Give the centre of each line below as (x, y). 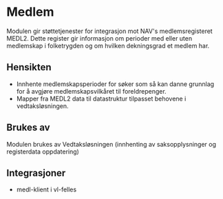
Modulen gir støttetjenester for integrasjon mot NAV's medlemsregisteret (109, 31)
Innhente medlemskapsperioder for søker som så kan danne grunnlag (115, 84)
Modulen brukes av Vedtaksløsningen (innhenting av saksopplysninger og (111, 144)
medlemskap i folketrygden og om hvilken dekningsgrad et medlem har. (108, 45)
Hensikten (29, 67)
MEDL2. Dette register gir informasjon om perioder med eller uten (99, 38)
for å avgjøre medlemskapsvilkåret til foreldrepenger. (91, 91)
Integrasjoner (36, 173)
